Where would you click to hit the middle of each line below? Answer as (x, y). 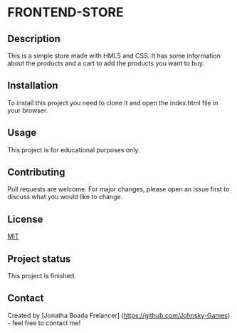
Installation (33, 86)
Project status (39, 259)
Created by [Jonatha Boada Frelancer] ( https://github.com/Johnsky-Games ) (119, 315)
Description (34, 39)
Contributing (36, 173)
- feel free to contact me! (44, 323)
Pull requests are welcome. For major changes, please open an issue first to (118, 189)
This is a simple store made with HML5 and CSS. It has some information (114, 55)
